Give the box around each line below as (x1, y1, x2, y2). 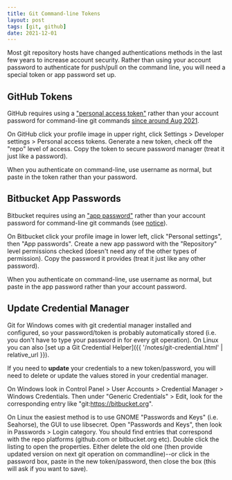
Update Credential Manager (7, 302, 130, 314)
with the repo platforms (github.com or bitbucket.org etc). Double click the (7, 435, 220, 443)
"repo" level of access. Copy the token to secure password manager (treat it (7, 145, 225, 153)
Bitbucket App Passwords (7, 193, 121, 205)
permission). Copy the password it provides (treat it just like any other (7, 254, 206, 262)
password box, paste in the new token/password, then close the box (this (7, 457, 217, 465)
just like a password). (7, 152, 68, 160)
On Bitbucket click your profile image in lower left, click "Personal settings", (7, 232, 222, 240)
